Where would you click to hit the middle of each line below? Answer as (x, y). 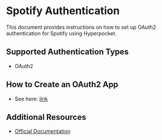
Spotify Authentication (63, 11)
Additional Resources (46, 117)
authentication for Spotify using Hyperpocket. (61, 33)
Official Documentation (42, 131)
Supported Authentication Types (67, 52)
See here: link (31, 99)
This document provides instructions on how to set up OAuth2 (81, 27)
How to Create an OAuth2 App (62, 84)
